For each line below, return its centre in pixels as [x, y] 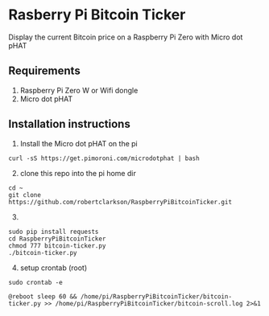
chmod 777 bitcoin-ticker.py [57, 246]
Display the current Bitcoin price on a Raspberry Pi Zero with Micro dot [126, 37]
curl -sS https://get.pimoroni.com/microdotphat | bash [104, 158]
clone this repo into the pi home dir [78, 173]
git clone [25, 195]
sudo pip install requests [54, 232]
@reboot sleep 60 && [43, 296]
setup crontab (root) [54, 268]
